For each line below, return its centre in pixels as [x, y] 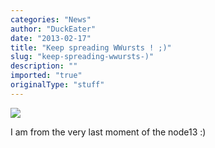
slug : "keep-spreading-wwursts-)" [82, 57]
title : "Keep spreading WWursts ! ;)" [91, 47]
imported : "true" [46, 76]
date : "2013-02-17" [51, 38]
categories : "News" [51, 19]
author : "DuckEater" [53, 29]
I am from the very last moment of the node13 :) [108, 132]
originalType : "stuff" [57, 85]
